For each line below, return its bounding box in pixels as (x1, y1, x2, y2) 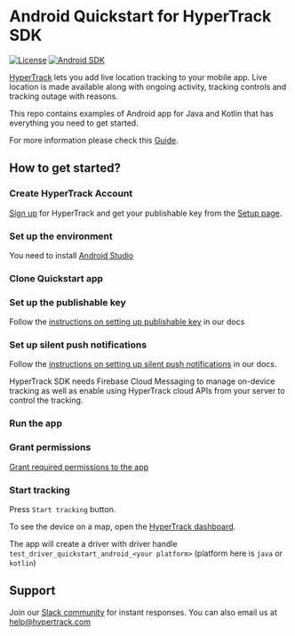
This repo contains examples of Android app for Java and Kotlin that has (9, 108, 274, 118)
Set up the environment (9, 230, 113, 242)
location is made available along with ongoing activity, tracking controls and (9, 81, 287, 92)
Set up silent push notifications (9, 338, 147, 351)
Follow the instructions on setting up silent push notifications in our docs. (9, 359, 277, 370)
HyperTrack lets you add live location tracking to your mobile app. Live (9, 71, 267, 82)
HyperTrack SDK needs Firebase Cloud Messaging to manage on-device (9, 376, 275, 387)
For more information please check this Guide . (9, 135, 179, 145)
